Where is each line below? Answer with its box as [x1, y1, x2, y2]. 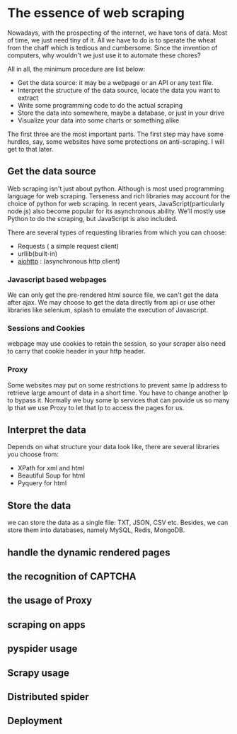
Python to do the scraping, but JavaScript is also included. [7, 214, 178, 222]
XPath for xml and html [17, 464, 85, 473]
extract [17, 94, 39, 102]
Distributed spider [7, 691, 90, 703]
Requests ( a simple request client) [17, 242, 119, 250]
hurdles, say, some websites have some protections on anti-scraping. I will [7, 137, 225, 146]
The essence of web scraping [7, 5, 185, 21]
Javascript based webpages [7, 274, 108, 284]
